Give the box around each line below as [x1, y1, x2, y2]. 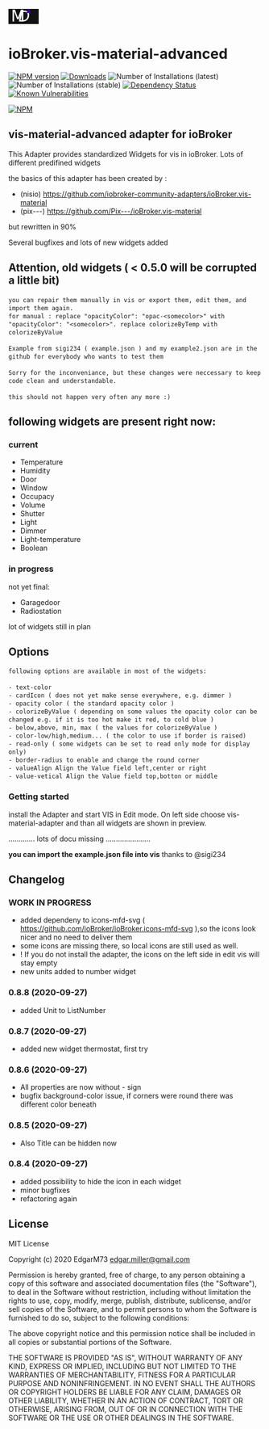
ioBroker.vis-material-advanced [8, 45, 228, 63]
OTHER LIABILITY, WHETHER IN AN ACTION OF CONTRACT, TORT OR [8, 1395, 243, 1406]
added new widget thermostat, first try [19, 1044, 149, 1053]
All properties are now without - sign [19, 1082, 142, 1092]
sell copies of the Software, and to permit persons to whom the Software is [8, 1304, 258, 1313]
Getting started [8, 791, 70, 802]
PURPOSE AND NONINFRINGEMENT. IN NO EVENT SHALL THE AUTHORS [8, 1378, 256, 1388]
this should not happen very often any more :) [8, 393, 172, 401]
